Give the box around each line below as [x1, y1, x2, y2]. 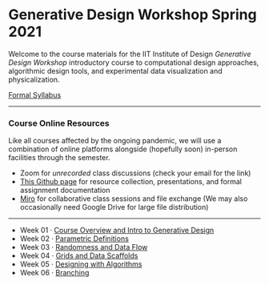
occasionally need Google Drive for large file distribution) [19, 203, 209, 212]
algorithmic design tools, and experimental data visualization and [8, 66, 223, 75]
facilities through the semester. [8, 153, 110, 163]
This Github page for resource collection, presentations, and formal [19, 177, 243, 187]
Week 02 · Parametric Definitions [19, 234, 130, 243]
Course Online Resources [8, 118, 110, 129]
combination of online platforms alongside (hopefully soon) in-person [8, 144, 238, 154]
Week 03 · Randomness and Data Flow [19, 243, 148, 252]
